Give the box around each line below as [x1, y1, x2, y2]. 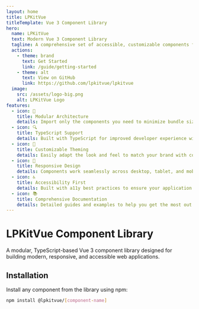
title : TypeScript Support [17, 130, 84, 136]
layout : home [6, 8, 38, 15]
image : [11, 86, 28, 92]
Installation [6, 270, 49, 281]
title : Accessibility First [17, 180, 86, 186]
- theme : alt [17, 69, 49, 75]
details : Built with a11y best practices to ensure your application [17, 185, 192, 191]
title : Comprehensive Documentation [17, 196, 108, 202]
